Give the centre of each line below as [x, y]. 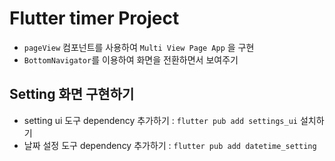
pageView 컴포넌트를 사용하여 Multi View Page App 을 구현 [139, 47]
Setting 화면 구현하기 [72, 94]
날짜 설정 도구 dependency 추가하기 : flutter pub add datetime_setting [170, 145]
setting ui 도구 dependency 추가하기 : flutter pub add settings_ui [160, 120]
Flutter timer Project [94, 18]
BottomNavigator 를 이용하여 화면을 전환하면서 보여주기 [131, 59]
